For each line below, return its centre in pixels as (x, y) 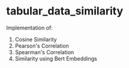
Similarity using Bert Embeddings (56, 58)
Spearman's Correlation (44, 52)
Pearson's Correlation (42, 46)
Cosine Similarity (36, 39)
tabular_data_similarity (65, 11)
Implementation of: (29, 28)
